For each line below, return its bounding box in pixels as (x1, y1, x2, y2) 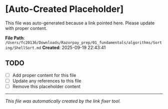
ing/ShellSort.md (5, 45, 41, 50)
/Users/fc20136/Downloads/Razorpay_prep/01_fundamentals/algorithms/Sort (5, 40, 162, 45)
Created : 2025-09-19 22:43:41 (42, 44, 106, 50)
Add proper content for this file (12, 72, 76, 78)
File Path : (5, 35, 25, 41)
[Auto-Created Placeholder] (5, 3, 124, 15)
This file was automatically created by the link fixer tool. (5, 98, 121, 104)
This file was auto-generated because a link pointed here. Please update (5, 20, 155, 26)
